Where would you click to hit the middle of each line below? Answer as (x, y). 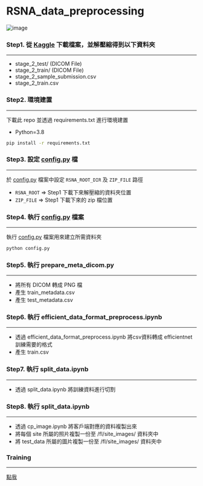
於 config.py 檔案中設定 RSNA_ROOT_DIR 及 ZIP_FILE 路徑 (75, 179)
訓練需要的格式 (34, 345)
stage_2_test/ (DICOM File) (48, 64)
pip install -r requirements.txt (48, 143)
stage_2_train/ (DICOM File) (49, 70)
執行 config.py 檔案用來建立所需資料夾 (54, 237)
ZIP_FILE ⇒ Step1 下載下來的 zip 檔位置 (64, 200)
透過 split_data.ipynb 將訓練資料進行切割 (65, 389)
